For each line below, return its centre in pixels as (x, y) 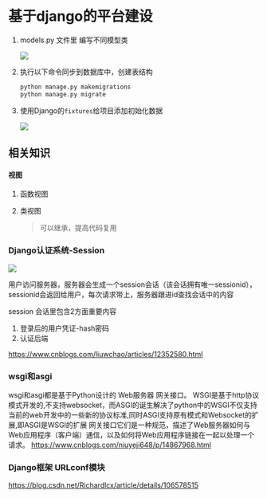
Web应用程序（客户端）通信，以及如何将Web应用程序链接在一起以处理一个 (132, 434)
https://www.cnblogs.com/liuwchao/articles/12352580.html (106, 354)
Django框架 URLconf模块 (57, 467)
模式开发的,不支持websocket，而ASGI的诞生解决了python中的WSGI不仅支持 (133, 405)
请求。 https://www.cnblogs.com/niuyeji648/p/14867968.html (110, 445)
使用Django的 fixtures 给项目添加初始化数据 (91, 110)
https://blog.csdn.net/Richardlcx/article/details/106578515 (104, 485)
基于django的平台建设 (80, 16)
